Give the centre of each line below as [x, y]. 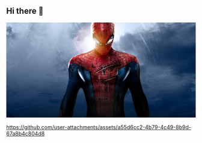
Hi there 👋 [25, 11]
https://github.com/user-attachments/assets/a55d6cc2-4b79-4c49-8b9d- [99, 127]
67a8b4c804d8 [26, 133]
